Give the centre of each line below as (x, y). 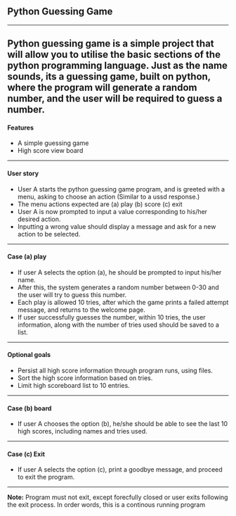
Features (20, 127)
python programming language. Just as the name (118, 66)
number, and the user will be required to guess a (115, 99)
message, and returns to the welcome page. (81, 310)
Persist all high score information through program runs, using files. (115, 371)
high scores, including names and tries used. (82, 432)
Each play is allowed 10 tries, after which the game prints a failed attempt (123, 302)
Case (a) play (27, 257)
